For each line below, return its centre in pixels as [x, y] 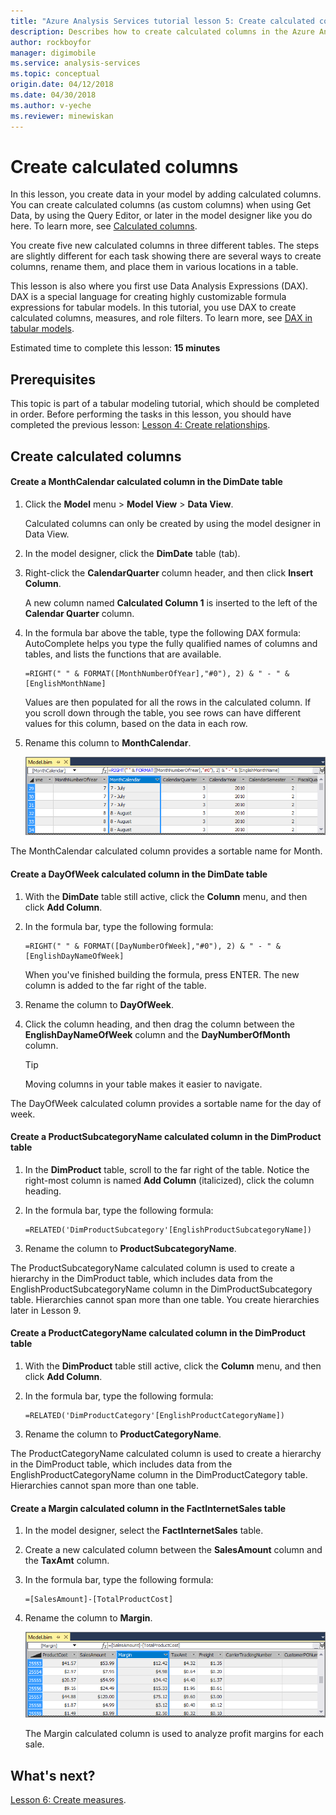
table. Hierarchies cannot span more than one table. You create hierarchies [165, 1299]
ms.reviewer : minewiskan [62, 116]
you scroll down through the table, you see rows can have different [163, 712]
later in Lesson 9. [46, 1310]
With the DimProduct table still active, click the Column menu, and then [173, 1366]
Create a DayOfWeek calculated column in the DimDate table [139, 874]
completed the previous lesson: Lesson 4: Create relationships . [140, 425]
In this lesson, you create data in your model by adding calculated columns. [166, 194]
